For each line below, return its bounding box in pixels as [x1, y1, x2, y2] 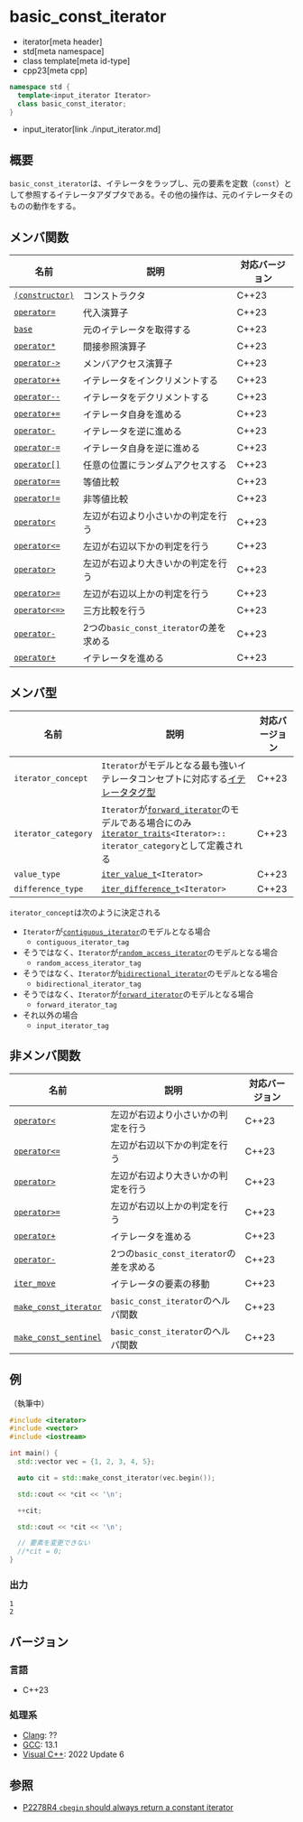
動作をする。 [32, 200, 81, 211]
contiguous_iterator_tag [35, 937, 130, 947]
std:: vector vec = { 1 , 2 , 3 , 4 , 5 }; [17, 1457, 155, 1466]
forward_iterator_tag [35, 1000, 117, 1009]
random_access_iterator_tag [35, 959, 142, 968]
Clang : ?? [22, 1730, 58, 1741]
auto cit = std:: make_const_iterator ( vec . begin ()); [17, 1473, 216, 1483]
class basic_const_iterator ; [17, 99, 127, 108]
